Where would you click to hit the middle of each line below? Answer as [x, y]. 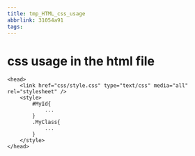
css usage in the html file [81, 61]
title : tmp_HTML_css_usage [46, 14]
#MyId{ [42, 104]
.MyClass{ [46, 123]
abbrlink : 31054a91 [36, 20]
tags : [15, 26]
